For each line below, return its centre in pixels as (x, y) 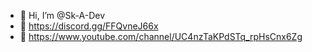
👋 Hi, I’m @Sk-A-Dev (62, 15)
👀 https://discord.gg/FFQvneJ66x (89, 26)
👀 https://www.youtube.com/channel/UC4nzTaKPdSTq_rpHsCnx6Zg (161, 36)
